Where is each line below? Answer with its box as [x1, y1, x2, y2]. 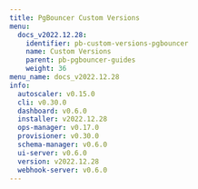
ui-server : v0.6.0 [17, 148, 88, 157]
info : [9, 81, 30, 90]
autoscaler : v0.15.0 [17, 89, 95, 98]
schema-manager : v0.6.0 [17, 140, 107, 149]
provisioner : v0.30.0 [17, 132, 100, 141]
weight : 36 [25, 65, 67, 74]
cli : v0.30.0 [17, 97, 67, 107]
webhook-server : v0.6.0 [17, 165, 107, 174]
